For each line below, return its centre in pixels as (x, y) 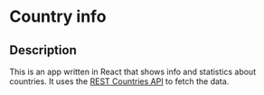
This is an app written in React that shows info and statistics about (132, 71)
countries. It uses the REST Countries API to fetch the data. (119, 81)
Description (43, 50)
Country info (58, 17)
